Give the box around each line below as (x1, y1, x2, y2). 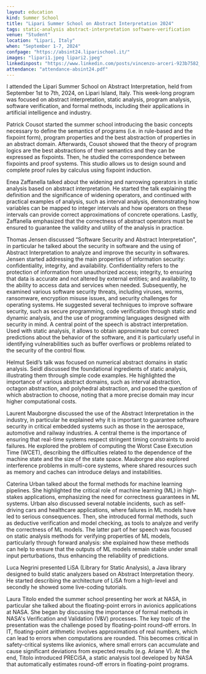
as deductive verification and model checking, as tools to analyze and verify (6, 519, 199, 527)
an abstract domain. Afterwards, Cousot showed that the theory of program (6, 141, 197, 148)
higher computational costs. (6, 398, 77, 405)
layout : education (6, 9, 53, 15)
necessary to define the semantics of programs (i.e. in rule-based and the (6, 127, 193, 135)
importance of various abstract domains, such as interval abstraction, (6, 378, 182, 385)
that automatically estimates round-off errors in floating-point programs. (6, 660, 189, 668)
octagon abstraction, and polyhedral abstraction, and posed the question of (6, 385, 198, 392)
